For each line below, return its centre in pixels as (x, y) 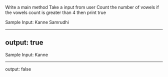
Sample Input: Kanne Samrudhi (37, 22)
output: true (24, 43)
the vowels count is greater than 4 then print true (56, 12)
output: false (18, 69)
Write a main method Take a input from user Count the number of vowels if (82, 7)
